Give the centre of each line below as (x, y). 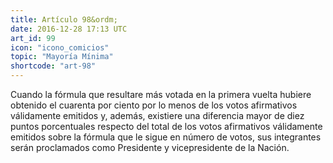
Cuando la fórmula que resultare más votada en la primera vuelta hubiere (161, 94)
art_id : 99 (33, 38)
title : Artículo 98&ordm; (64, 19)
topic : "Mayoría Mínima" (62, 57)
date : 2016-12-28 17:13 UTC (69, 29)
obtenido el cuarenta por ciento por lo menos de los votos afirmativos (154, 105)
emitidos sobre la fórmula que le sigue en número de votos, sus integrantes (166, 137)
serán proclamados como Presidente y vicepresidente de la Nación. (150, 147)
